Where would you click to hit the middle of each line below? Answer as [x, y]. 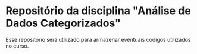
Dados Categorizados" [63, 23]
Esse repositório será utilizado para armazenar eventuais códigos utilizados [98, 39]
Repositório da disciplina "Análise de [98, 11]
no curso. [17, 46]
